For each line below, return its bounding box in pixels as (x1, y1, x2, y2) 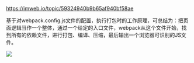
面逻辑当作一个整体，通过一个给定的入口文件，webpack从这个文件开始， (6, 24, 182, 31)
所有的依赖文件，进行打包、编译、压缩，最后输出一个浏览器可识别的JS (11, 32, 181, 38)
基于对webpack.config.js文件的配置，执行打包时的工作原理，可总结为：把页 (6, 17, 189, 24)
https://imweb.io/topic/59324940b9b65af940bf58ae (6, 5, 134, 12)
